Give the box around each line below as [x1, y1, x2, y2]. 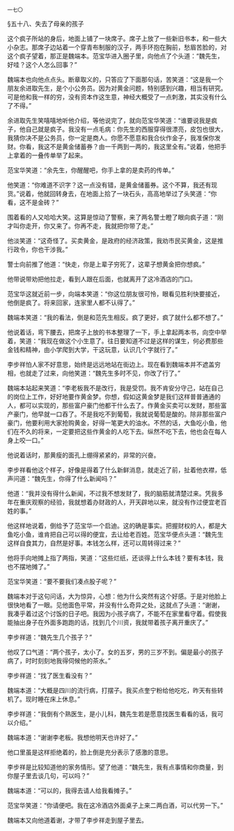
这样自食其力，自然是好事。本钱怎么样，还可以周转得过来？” [7, 539, 181, 547]
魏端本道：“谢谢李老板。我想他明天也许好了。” [7, 733, 138, 741]
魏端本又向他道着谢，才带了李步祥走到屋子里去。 [7, 816, 148, 824]
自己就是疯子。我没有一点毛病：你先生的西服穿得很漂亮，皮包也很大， [25, 125, 227, 133]
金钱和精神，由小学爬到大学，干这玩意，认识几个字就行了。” [7, 346, 178, 353]
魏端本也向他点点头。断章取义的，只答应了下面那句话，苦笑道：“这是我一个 [7, 75, 224, 84]
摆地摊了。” [19, 563, 50, 570]
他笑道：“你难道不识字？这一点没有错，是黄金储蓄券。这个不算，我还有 [7, 181, 212, 189]
